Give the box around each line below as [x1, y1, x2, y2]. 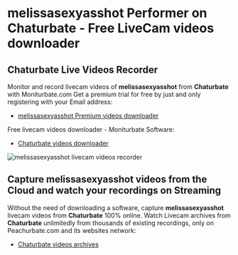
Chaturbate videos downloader [17, 139, 109, 147]
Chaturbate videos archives [17, 240, 99, 249]
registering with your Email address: [7, 98, 113, 106]
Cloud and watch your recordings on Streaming [7, 184, 222, 197]
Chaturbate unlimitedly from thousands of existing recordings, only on [7, 219, 215, 227]
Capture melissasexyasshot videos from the [7, 173, 207, 186]
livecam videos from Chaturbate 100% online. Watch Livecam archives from [7, 211, 231, 219]
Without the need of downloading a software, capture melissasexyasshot [7, 203, 224, 212]
